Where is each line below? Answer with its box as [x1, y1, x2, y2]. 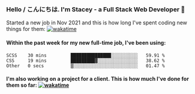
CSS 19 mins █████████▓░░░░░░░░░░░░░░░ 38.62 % [6, 58, 165, 64]
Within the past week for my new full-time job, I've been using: [6, 39, 166, 46]
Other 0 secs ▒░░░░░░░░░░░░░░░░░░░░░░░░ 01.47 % [6, 62, 165, 69]
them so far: [6, 82, 37, 89]
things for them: [6, 26, 46, 33]
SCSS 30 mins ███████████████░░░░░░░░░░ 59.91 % [6, 52, 165, 58]
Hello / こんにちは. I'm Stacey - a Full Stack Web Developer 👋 [6, 5, 185, 13]
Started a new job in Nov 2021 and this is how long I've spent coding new [6, 19, 188, 26]
